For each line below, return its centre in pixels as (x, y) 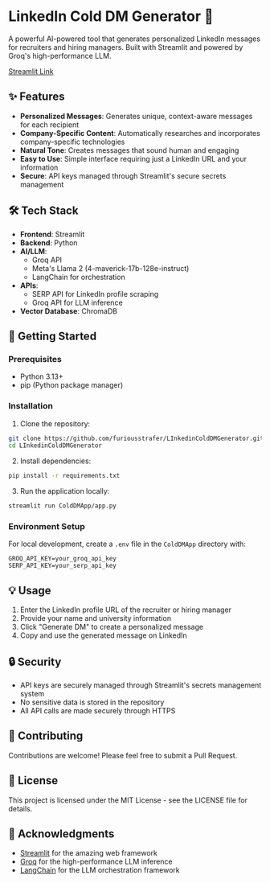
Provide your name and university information (95, 618)
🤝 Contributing (46, 736)
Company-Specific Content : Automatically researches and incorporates (140, 133)
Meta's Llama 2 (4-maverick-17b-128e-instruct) (110, 268)
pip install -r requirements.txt (64, 476)
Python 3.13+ (42, 376)
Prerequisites (35, 359)
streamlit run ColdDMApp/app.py (62, 506)
